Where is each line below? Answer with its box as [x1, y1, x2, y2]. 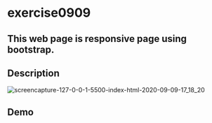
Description [7, 67, 60, 79]
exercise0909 [7, 5, 91, 21]
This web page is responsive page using [7, 33, 187, 45]
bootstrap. [7, 43, 55, 55]
